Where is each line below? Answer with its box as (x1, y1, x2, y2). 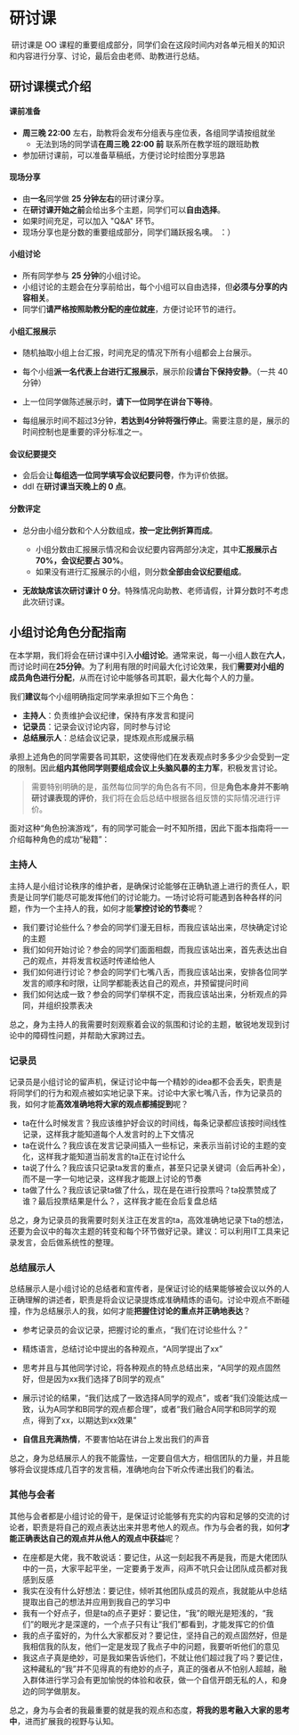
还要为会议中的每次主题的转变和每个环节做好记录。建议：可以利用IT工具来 (9, 1226, 282, 1236)
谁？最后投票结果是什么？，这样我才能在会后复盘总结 (21, 1195, 218, 1206)
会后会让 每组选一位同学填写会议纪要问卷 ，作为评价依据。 (21, 470, 233, 481)
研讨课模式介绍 (9, 79, 92, 95)
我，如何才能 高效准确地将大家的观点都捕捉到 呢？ (9, 1098, 189, 1109)
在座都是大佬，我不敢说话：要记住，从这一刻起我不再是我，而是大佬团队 (21, 1551, 287, 1562)
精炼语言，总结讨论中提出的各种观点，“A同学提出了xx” (21, 1343, 223, 1354)
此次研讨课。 (21, 596, 69, 607)
